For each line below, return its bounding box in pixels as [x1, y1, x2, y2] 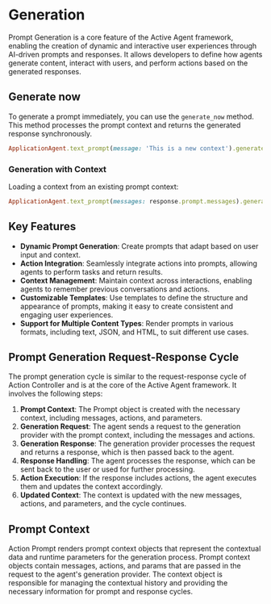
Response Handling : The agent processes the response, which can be [19, 456, 256, 466]
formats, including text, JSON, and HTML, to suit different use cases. [19, 327, 249, 337]
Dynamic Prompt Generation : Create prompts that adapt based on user [19, 241, 259, 251]
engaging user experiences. [19, 309, 114, 320]
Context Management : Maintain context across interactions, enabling [19, 275, 252, 285]
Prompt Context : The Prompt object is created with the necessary [19, 405, 240, 414]
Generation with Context [8, 163, 107, 174]
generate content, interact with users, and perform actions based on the [8, 58, 248, 68]
